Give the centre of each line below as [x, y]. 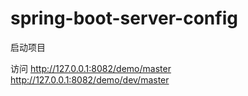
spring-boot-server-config [124, 18]
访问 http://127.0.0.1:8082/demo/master [91, 68]
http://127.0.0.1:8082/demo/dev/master [90, 79]
